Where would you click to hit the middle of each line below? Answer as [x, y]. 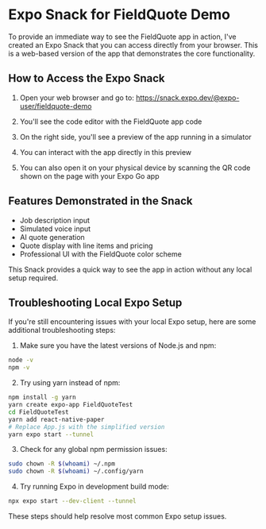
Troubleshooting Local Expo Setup [95, 302]
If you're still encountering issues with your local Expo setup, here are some [132, 322]
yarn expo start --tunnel [51, 434]
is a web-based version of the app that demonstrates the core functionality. [132, 53]
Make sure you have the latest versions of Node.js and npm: [118, 346]
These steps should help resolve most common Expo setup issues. [118, 516]
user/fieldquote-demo [56, 106]
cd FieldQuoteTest [39, 412]
